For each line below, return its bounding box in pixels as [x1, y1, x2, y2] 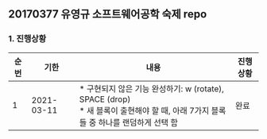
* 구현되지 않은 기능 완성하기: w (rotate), [79, 83, 225, 94]
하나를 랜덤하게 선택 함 [98, 117, 179, 128]
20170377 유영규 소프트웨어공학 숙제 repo [8, 7, 207, 21]
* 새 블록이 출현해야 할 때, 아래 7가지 [79, 105, 210, 116]
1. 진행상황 [8, 33, 47, 44]
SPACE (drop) [79, 94, 131, 105]
